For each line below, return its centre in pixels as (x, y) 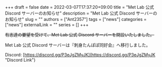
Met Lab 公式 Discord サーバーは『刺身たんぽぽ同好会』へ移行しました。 (78, 45)
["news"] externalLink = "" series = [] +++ (47, 25)
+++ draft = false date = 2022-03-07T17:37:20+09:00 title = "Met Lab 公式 (80, 7)
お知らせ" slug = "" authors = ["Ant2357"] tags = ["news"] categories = (76, 19)
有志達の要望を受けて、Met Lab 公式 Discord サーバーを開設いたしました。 (80, 35)
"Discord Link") (20, 60)
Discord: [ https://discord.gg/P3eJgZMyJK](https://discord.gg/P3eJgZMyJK (80, 55)
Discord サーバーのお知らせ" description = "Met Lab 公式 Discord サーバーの (81, 13)
